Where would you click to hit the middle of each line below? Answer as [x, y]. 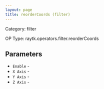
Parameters [24, 54]
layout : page [19, 10]
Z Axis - [21, 82]
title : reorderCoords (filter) [38, 14]
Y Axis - [21, 77]
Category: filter [21, 28]
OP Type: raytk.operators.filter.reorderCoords [52, 38]
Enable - [21, 66]
